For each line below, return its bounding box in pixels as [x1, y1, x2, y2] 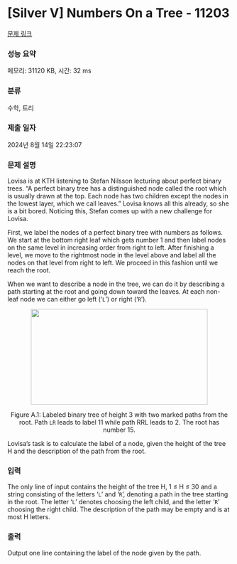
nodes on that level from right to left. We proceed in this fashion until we [7, 258, 219, 267]
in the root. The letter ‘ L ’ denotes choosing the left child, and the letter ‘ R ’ [7, 498, 220, 506]
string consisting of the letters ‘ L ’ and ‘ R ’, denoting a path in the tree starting [7, 490, 228, 499]
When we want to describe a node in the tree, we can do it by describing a [7, 280, 225, 289]
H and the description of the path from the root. [7, 447, 147, 456]
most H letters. [7, 513, 51, 521]
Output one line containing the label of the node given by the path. [7, 548, 202, 557]
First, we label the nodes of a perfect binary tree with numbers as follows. [7, 228, 224, 237]
